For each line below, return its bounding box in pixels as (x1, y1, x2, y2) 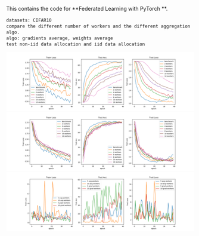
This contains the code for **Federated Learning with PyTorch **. (6, 5, 168, 12)
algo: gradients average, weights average (6, 35, 113, 41)
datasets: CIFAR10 (6, 17, 52, 23)
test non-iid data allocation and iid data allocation (6, 41, 145, 47)
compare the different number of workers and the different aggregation (6, 23, 191, 29)
